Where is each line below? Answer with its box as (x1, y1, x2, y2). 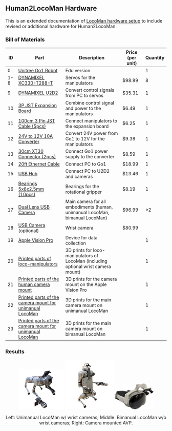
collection (65, 240, 86, 246)
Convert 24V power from (65, 130, 118, 136)
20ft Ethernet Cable (18, 161, 60, 167)
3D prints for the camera (65, 276, 117, 282)
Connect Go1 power (65, 148, 109, 154)
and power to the (65, 105, 101, 111)
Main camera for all (65, 198, 106, 204)
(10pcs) (18, 192, 36, 198)
